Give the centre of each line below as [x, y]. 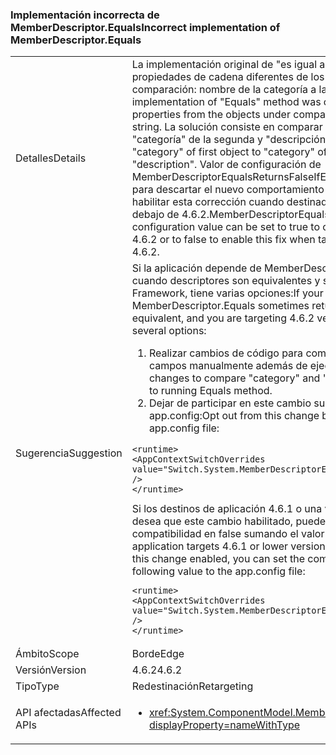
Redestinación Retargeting [192, 686]
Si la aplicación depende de [196, 268]
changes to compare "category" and [234, 378]
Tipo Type [37, 686]
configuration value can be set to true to [226, 227]
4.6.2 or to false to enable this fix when [223, 240]
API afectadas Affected [68, 713]
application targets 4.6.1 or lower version [228, 546]
